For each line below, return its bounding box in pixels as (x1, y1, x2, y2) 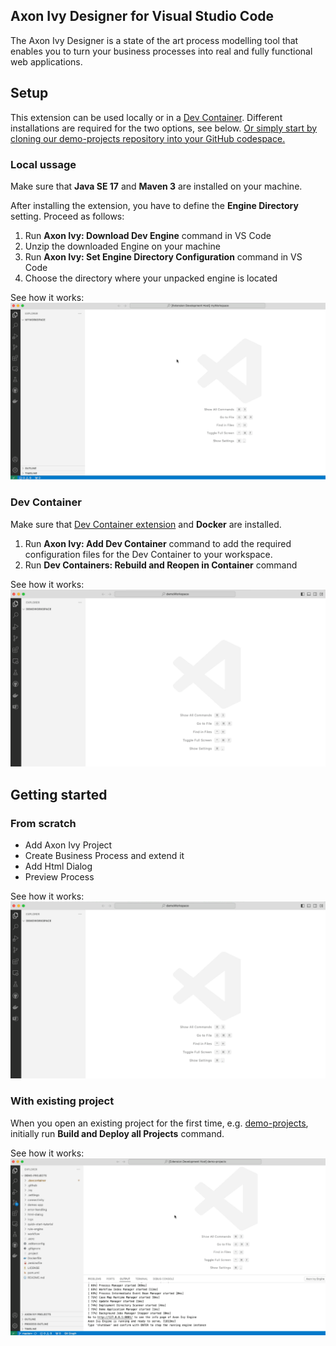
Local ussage (10, 157, 77, 171)
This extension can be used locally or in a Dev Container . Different (10, 111, 283, 123)
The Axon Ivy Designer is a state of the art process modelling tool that (10, 34, 299, 46)
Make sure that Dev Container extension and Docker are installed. (10, 518, 282, 530)
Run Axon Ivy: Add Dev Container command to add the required (24, 537, 292, 549)
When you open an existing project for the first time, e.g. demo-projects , (10, 1117, 309, 1129)
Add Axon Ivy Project (24, 839, 113, 851)
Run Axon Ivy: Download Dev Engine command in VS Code (24, 229, 272, 241)
